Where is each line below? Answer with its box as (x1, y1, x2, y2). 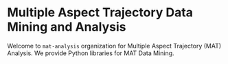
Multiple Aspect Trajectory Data (7, 5, 194, 20)
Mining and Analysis (7, 19, 126, 35)
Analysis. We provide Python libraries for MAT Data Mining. (7, 49, 174, 57)
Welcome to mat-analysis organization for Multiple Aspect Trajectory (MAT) (7, 42, 222, 50)
